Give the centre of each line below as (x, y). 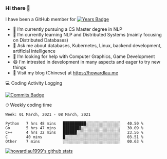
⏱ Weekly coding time (29, 105)
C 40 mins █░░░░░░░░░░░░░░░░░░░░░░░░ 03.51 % (75, 137)
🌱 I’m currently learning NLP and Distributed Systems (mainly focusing (87, 35)
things (20, 67)
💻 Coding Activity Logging (34, 83)
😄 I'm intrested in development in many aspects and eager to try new (87, 62)
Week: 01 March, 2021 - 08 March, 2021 (48, 115)
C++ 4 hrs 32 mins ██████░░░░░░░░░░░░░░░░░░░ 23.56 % (75, 133)
